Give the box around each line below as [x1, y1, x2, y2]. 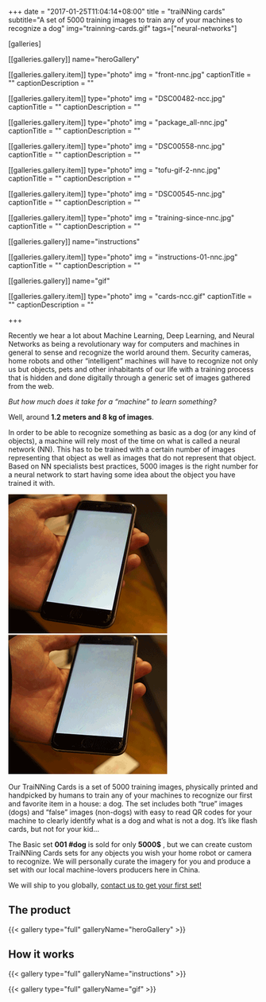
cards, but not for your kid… [8, 825, 100, 833]
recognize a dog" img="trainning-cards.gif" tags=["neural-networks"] [8, 24, 237, 33]
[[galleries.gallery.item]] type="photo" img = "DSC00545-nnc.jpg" [8, 189, 226, 198]
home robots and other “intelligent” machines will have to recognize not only [8, 356, 258, 365]
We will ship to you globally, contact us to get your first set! [8, 880, 202, 890]
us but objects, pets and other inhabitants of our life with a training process [8, 365, 254, 374]
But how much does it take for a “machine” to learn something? [8, 397, 217, 406]
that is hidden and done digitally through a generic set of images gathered [8, 373, 251, 383]
